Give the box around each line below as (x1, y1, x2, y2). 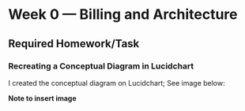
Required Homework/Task (8, 37, 140, 50)
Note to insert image (8, 93, 77, 103)
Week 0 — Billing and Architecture (8, 6, 238, 24)
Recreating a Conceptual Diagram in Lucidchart (8, 61, 194, 72)
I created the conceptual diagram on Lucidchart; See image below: (8, 78, 225, 87)
